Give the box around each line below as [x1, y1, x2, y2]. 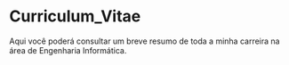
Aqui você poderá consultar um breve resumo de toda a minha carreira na [9, 36, 280, 46]
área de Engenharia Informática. [9, 45, 127, 55]
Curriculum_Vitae [9, 6, 141, 27]
